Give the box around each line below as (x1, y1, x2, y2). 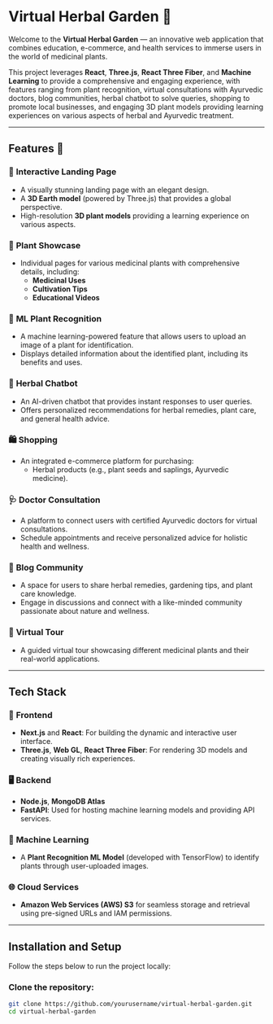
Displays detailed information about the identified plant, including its (19, 349, 249, 359)
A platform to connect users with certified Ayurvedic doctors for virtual (19, 516, 258, 526)
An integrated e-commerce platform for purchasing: (19, 456, 194, 466)
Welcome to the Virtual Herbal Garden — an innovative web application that (8, 34, 264, 44)
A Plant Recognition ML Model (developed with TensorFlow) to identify (19, 852, 260, 862)
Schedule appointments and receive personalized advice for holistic (19, 533, 248, 543)
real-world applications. (19, 654, 100, 663)
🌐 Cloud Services (8, 881, 80, 892)
